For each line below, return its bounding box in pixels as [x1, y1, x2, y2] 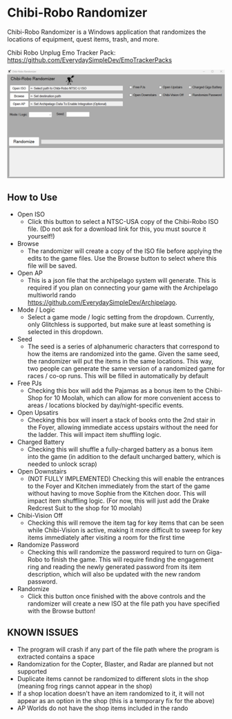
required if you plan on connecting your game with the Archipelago [27, 283, 219, 292]
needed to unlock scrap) [27, 460, 98, 468]
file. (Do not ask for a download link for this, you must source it [27, 225, 206, 233]
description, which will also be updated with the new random [27, 570, 201, 578]
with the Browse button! [27, 606, 96, 615]
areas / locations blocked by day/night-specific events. [27, 401, 184, 409]
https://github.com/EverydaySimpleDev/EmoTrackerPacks [7, 55, 173, 64]
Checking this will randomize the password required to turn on [27, 548, 205, 556]
